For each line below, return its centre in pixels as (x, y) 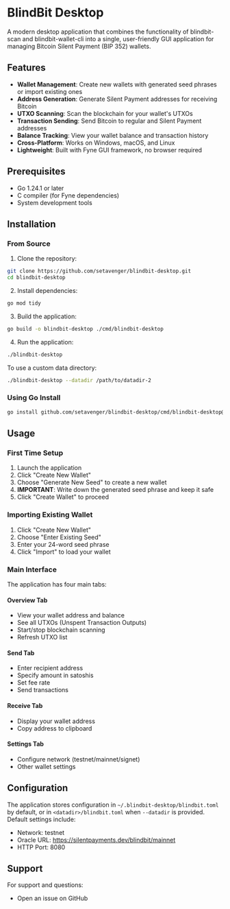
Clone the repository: (47, 259)
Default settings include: (41, 819)
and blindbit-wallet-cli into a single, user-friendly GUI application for (118, 38)
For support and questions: (45, 885)
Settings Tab (26, 744)
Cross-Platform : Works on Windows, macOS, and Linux (96, 143)
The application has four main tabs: (57, 584)
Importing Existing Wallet (50, 515)
